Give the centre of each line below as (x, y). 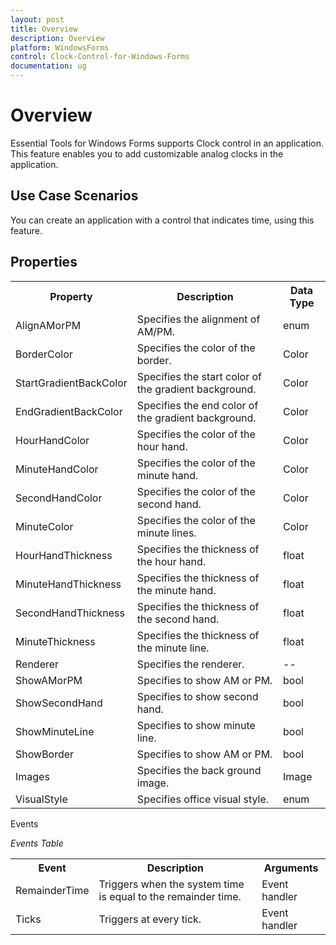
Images (32, 776)
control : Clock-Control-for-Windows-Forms (100, 57)
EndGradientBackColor (69, 411)
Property (71, 296)
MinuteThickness (55, 641)
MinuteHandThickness (68, 584)
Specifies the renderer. (190, 664)
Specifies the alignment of (198, 319)
